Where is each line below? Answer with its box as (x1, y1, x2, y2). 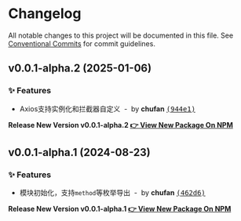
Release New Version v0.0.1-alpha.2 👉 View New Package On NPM (8, 120, 233, 129)
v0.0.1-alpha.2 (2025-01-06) (8, 62, 152, 75)
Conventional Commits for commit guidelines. (8, 38, 155, 48)
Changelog (8, 5, 82, 23)
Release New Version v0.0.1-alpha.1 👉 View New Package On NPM (8, 205, 232, 214)
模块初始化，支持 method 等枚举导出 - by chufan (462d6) (19, 188, 206, 197)
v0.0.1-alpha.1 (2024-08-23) (8, 146, 151, 159)
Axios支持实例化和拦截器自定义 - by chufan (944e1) (19, 103, 196, 114)
